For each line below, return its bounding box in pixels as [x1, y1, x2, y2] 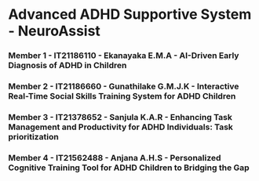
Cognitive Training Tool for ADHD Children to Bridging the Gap [8, 162, 250, 173]
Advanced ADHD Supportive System [8, 5, 252, 24]
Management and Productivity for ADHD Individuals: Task [8, 121, 234, 132]
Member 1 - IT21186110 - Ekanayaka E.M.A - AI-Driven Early [8, 50, 239, 61]
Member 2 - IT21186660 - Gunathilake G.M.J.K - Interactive [8, 81, 239, 92]
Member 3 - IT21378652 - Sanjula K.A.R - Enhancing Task [8, 111, 233, 122]
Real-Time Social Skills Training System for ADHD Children [8, 91, 236, 102]
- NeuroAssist [8, 22, 100, 40]
